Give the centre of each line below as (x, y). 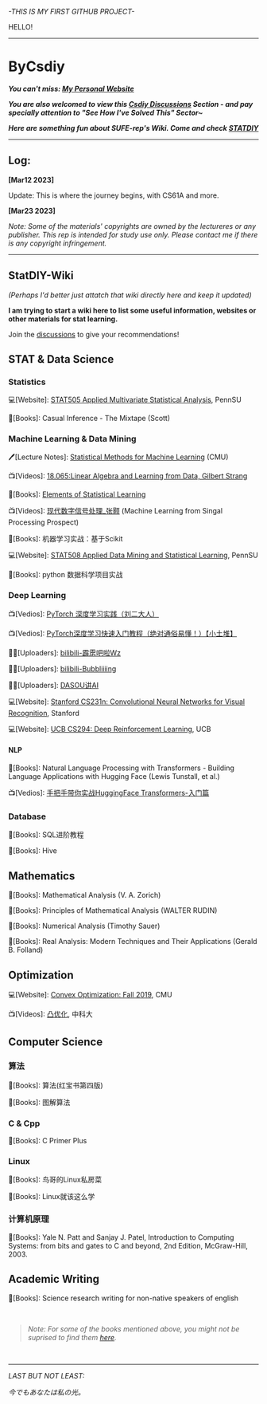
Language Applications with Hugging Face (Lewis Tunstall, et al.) (114, 777)
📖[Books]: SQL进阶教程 (46, 835)
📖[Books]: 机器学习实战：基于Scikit (66, 538)
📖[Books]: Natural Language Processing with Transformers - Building (121, 768)
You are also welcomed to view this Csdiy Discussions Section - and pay (131, 104)
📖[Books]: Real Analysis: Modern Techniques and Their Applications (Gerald (133, 942)
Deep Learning (37, 596)
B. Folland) (26, 950)
